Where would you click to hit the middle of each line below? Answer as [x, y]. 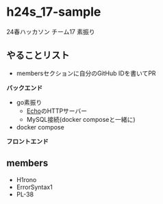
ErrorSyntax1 [34, 187]
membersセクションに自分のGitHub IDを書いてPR [86, 73]
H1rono [26, 179]
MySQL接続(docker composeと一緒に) [81, 119]
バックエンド [24, 88]
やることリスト [38, 55]
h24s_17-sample [54, 12]
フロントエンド [27, 141]
